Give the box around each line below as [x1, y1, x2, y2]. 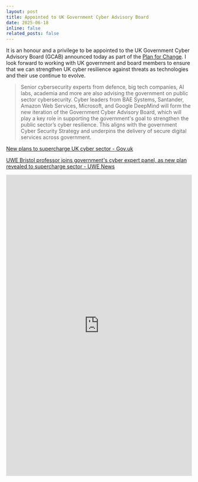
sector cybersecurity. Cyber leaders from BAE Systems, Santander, [20, 96, 184, 103]
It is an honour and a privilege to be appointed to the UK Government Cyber [6, 47, 190, 54]
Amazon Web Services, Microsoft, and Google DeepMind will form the [20, 102, 191, 109]
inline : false [6, 25, 41, 31]
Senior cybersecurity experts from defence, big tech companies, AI [20, 83, 184, 90]
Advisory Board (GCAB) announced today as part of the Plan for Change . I [6, 53, 187, 60]
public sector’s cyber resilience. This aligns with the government [20, 121, 177, 128]
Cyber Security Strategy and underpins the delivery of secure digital [20, 128, 187, 135]
